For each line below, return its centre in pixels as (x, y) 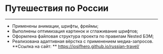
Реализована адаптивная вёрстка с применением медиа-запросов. (83, 41)
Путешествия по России (57, 8)
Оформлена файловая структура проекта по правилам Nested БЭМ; (83, 36)
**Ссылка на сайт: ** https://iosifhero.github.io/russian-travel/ (76, 46)
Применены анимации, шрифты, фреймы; (55, 26)
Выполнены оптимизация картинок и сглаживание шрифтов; (75, 31)
